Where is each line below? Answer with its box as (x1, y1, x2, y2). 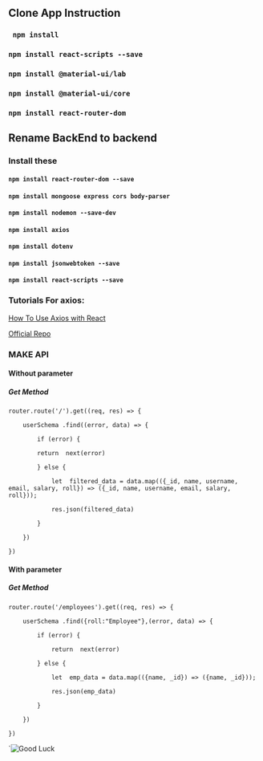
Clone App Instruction (8, 6, 121, 20)
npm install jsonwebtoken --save (8, 259, 120, 267)
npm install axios (8, 226, 70, 234)
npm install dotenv (8, 242, 74, 251)
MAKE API (8, 348, 50, 360)
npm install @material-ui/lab (8, 70, 127, 79)
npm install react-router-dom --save (8, 175, 135, 183)
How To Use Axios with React (8, 313, 106, 323)
